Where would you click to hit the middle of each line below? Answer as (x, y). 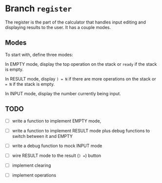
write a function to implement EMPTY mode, (57, 121)
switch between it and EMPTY (42, 136)
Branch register (39, 9)
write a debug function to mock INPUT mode (57, 146)
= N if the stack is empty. (30, 84)
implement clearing (31, 165)
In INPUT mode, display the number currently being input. (63, 93)
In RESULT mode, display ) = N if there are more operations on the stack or (81, 78)
